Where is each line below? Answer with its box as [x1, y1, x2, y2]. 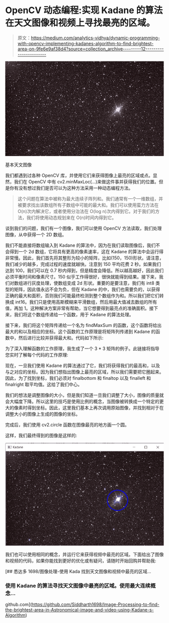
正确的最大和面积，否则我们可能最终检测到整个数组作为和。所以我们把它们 [5, 293, 159, 299]
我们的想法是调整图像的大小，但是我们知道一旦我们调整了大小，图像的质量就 [5, 392, 164, 398]
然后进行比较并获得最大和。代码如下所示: [18, 334, 104, 340]
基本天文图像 [5, 162, 32, 168]
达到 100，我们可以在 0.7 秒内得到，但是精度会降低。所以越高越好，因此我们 [5, 267, 164, 273]
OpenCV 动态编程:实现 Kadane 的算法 [5, 5, 163, 16]
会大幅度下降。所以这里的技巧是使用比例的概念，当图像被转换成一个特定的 [5, 398, 159, 404]
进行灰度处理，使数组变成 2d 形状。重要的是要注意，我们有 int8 [22, 280, 154, 286]
